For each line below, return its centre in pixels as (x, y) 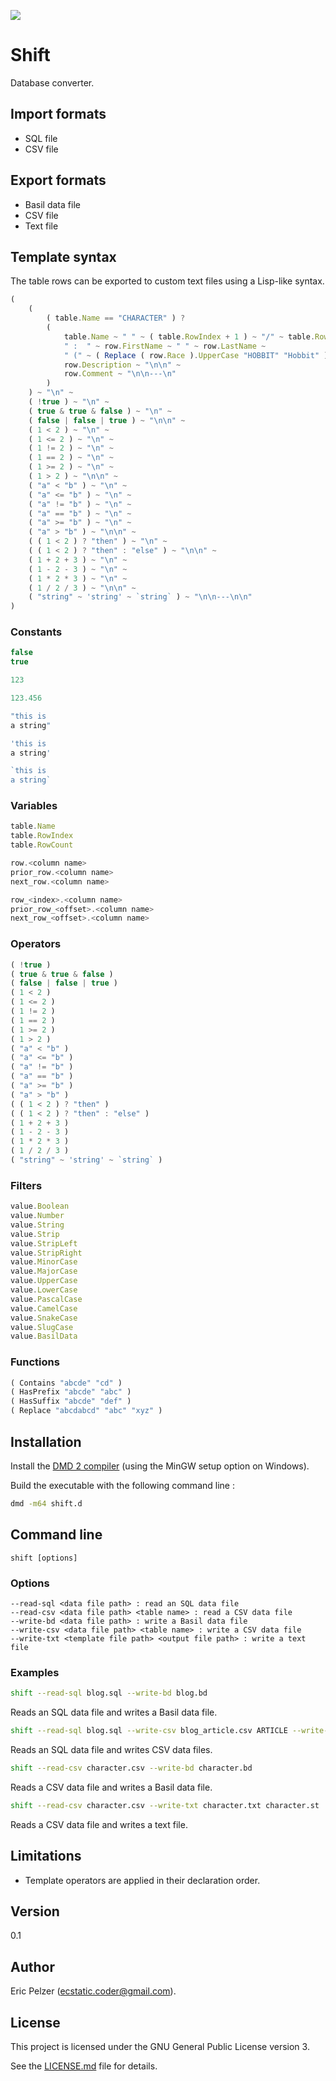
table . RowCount (42, 845)
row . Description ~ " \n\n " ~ (122, 365)
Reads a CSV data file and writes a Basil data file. (111, 1787)
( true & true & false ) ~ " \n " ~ (100, 411)
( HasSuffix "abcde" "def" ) (71, 1401)
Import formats (58, 114)
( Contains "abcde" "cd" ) (66, 1383)
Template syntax (63, 256)
